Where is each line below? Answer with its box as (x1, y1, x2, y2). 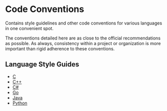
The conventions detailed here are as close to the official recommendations (5, 35, 161, 41)
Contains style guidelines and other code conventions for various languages (5, 20, 162, 26)
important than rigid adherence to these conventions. (5, 45, 115, 51)
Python (12, 100, 27, 106)
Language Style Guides (5, 60, 79, 68)
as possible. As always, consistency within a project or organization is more (5, 40, 161, 46)
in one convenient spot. (5, 25, 54, 31)
